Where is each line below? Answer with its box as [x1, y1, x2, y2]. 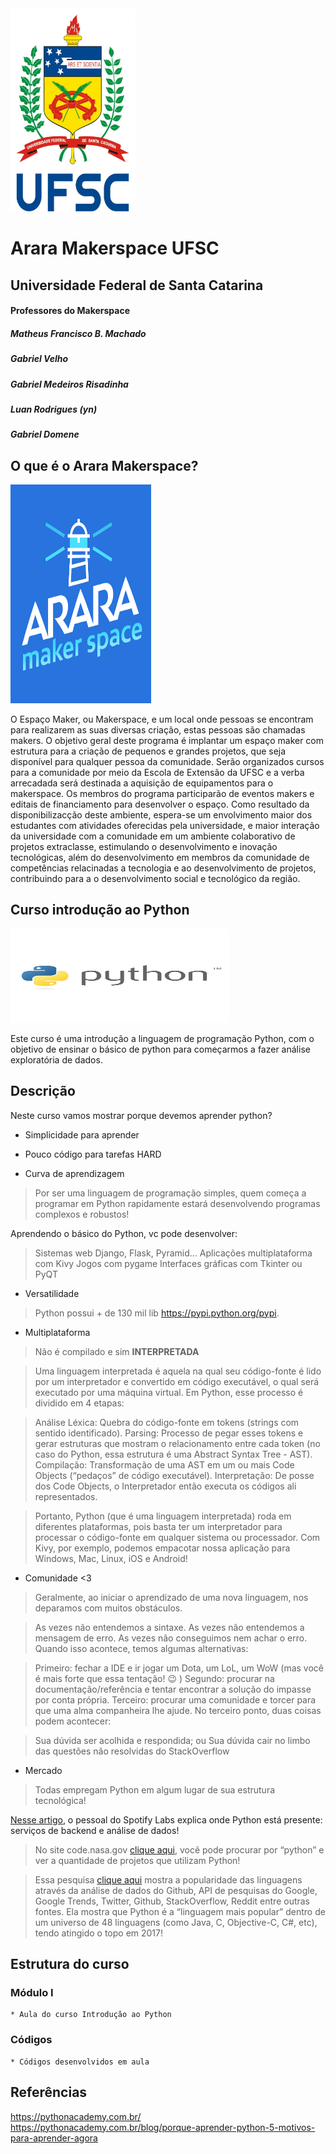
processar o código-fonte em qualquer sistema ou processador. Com [34, 1531, 321, 1543]
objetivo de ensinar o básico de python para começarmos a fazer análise [10, 1043, 311, 1055]
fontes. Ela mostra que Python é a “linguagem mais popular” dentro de [34, 1905, 326, 1917]
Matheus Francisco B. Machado [10, 327, 147, 339]
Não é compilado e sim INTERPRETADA [34, 1345, 200, 1357]
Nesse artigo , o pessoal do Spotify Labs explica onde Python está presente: [10, 1813, 323, 1826]
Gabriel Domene [10, 428, 80, 441]
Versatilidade [24, 1287, 80, 1299]
